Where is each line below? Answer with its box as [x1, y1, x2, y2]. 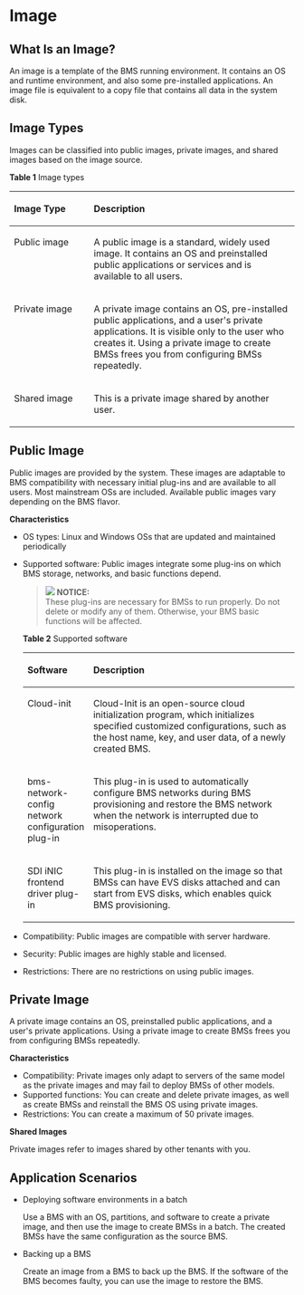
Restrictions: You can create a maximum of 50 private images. [22, 1108, 255, 1119]
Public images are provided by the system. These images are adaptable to [9, 467, 286, 478]
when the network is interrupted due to [93, 809, 260, 821]
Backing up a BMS [22, 1249, 92, 1260]
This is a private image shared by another [93, 391, 270, 404]
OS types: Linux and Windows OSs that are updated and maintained [22, 531, 276, 542]
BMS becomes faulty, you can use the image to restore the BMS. [22, 1276, 264, 1287]
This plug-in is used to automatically [93, 775, 249, 788]
